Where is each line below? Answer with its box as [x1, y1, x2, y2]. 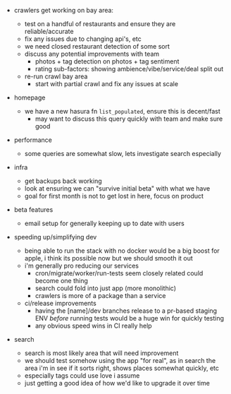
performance [13, 136, 53, 144]
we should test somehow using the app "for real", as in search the [24, 357, 216, 364]
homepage [13, 93, 46, 102]
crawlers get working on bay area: [13, 6, 114, 14]
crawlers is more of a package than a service [35, 292, 166, 299]
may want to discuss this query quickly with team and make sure [35, 114, 223, 123]
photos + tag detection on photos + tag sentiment [35, 57, 180, 66]
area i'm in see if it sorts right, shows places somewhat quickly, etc [24, 364, 220, 372]
